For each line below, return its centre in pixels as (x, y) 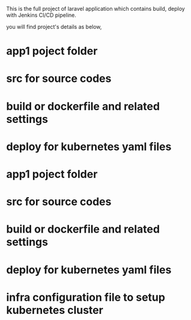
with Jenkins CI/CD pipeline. (41, 15)
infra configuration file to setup (86, 297)
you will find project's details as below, (54, 27)
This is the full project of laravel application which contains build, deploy (95, 9)
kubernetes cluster (55, 310)
